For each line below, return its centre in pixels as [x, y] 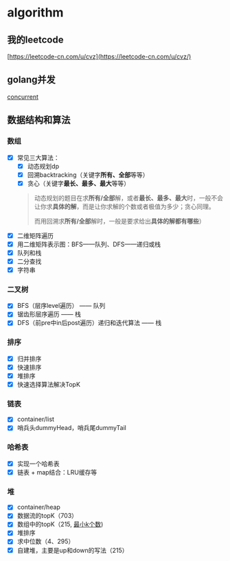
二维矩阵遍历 [35, 235]
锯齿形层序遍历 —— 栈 [49, 314]
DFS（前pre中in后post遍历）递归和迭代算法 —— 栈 [89, 323]
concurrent [23, 97]
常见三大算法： [38, 157]
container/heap [38, 507]
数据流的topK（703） [47, 516]
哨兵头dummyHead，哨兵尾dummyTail [72, 428]
